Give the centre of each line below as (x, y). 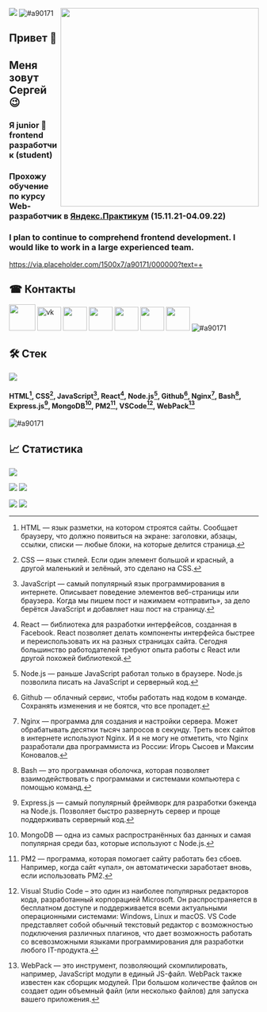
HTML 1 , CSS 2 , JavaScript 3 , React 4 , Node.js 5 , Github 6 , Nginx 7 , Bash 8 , (125, 395)
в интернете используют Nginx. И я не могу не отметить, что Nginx (134, 738)
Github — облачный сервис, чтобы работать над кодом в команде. (133, 697)
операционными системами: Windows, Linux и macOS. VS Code (128, 916)
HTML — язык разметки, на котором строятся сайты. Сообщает (129, 527)
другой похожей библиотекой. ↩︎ (76, 658)
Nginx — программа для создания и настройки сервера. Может (129, 721)
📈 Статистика (46, 449)
